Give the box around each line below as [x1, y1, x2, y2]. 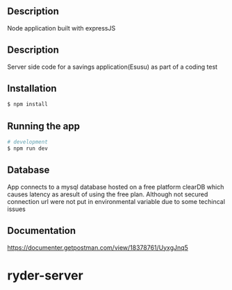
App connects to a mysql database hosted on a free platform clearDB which [7, 182, 224, 191]
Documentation [7, 225, 76, 237]
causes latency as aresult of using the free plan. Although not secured [7, 190, 208, 198]
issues [7, 205, 26, 213]
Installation [7, 83, 57, 94]
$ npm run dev [7, 145, 49, 152]
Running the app [7, 120, 80, 132]
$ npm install [7, 101, 49, 108]
